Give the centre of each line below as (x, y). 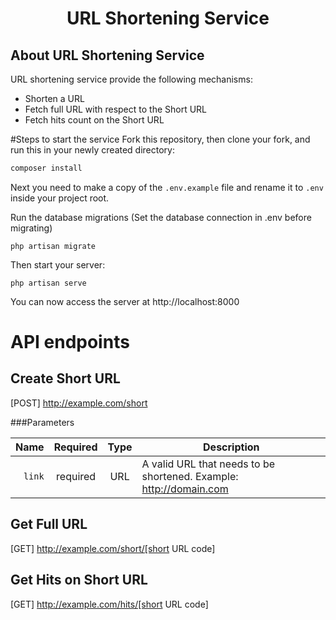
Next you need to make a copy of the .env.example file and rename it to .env (167, 187)
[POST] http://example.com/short (79, 403)
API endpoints (70, 342)
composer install (46, 168)
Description (231, 447)
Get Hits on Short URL (79, 580)
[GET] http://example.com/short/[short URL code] (113, 548)
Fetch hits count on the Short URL (94, 120)
